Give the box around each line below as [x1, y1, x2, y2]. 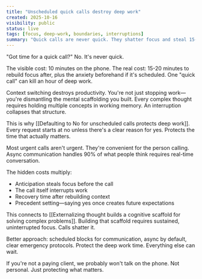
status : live [6, 25, 39, 32]
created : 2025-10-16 [6, 14, 58, 20]
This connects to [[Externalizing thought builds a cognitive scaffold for [6, 211, 181, 218]
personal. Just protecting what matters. [6, 266, 104, 273]
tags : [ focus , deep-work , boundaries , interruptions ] [6, 31, 144, 37]
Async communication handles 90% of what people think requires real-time [6, 151, 194, 158]
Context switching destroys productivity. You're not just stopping [6, 89, 167, 96]
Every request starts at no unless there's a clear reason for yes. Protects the [6, 127, 195, 133]
